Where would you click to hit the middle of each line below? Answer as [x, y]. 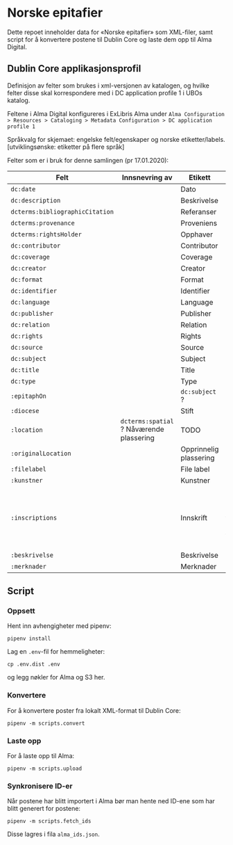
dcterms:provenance [43, 223]
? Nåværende [142, 429]
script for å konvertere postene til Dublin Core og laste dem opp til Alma [110, 39]
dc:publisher [32, 313]
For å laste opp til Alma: [41, 756]
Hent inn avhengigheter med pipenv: [59, 626]
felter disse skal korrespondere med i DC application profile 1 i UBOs [105, 92]
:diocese [25, 411]
